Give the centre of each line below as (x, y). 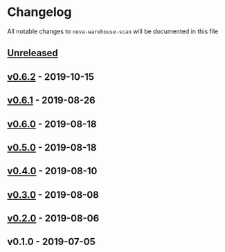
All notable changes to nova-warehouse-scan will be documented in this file (113, 31)
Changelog (39, 12)
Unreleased (33, 53)
